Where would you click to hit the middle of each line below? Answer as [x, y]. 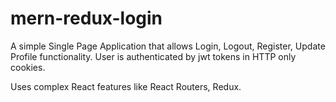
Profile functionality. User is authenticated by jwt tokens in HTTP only [153, 56]
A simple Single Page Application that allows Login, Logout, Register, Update [168, 46]
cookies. [28, 67]
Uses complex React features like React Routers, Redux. [126, 86]
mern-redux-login [86, 18]
